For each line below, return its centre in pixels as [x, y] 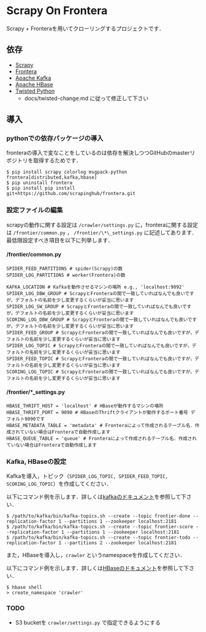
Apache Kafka [33, 78]
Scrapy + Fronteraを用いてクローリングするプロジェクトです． [85, 28]
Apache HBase [34, 84]
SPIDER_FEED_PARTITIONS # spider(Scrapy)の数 [64, 268]
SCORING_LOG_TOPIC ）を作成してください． [59, 484]
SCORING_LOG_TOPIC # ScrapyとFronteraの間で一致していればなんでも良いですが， [101, 372]
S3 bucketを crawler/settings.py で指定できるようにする [88, 622]
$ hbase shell [25, 588]
